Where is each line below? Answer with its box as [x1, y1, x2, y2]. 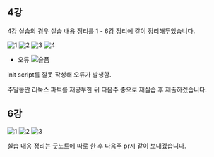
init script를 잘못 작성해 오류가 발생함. [7, 70, 112, 79]
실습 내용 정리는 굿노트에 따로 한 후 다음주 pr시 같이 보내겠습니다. [7, 142, 187, 150]
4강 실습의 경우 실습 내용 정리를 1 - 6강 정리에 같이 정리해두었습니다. [7, 27, 196, 35]
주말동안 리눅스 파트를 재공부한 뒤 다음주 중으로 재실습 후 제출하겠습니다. [7, 85, 207, 94]
